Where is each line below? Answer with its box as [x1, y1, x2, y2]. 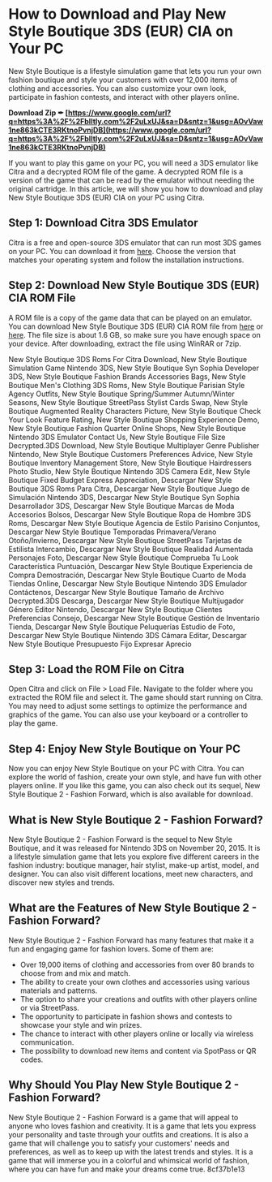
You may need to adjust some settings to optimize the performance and [8, 701, 248, 711]
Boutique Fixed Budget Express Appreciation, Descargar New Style [8, 475, 232, 485]
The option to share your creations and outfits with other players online [19, 994, 257, 1003]
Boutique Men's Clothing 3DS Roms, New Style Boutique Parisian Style [8, 380, 245, 390]
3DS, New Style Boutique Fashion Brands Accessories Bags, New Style [8, 371, 246, 382]
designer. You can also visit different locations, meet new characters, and [8, 869, 253, 878]
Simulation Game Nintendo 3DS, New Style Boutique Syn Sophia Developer [8, 363, 259, 373]
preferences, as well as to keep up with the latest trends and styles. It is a [8, 1146, 253, 1157]
